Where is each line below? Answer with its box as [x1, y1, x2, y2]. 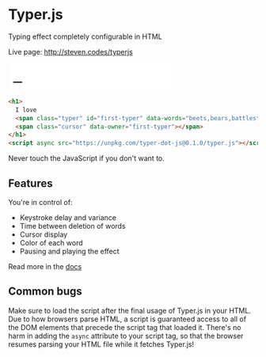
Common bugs [8, 285, 83, 298]
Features [8, 177, 53, 190]
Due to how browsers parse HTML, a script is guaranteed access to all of [8, 314, 247, 324]
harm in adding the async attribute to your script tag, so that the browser [8, 331, 244, 340]
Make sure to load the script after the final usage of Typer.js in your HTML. [8, 306, 252, 315]
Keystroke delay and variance [19, 213, 117, 222]
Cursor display [19, 230, 68, 239]
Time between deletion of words [19, 222, 126, 230]
